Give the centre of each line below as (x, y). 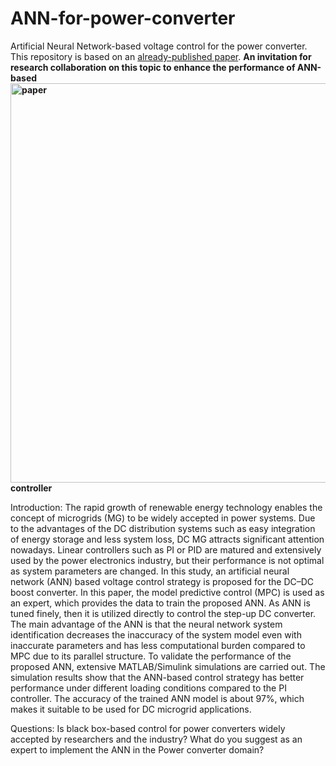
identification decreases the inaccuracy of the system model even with (156, 634)
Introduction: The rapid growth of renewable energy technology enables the (166, 507)
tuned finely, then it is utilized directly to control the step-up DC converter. (163, 613)
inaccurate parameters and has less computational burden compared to (158, 645)
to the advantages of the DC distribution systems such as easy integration (163, 528)
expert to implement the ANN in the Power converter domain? (137, 749)
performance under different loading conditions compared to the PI (148, 688)
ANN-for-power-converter (123, 18)
